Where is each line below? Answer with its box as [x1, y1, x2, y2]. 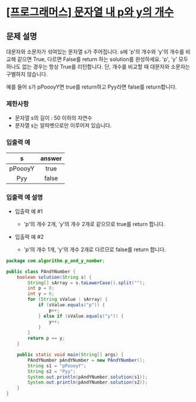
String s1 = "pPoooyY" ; [27, 363, 86, 368]
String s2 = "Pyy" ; [27, 368, 76, 374]
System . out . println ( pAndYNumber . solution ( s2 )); [27, 379, 148, 386]
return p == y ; [27, 336, 66, 342]
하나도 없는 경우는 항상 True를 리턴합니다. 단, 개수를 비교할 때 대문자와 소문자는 [6, 63, 191, 70]
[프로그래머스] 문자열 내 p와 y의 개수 [6, 5, 174, 19]
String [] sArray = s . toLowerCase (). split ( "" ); [27, 279, 145, 286]
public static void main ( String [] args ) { [17, 352, 124, 358]
